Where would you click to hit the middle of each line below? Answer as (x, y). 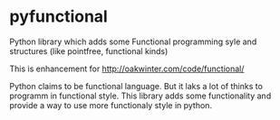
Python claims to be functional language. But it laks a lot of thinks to (136, 86)
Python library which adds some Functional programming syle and (133, 42)
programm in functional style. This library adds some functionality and (140, 96)
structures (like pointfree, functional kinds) (89, 51)
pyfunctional (59, 17)
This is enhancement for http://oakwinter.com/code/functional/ (127, 69)
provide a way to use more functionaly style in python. (111, 105)
